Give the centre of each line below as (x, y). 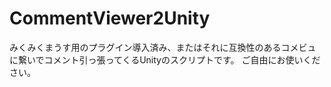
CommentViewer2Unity (110, 18)
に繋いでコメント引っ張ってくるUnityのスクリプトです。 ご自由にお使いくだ (165, 59)
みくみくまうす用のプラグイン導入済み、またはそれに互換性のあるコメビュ (163, 47)
